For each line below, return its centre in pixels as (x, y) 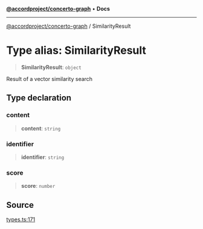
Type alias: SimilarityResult (76, 50)
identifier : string (43, 157)
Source (20, 205)
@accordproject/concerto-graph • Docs (58, 9)
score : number (38, 186)
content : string (41, 128)
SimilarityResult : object (51, 67)
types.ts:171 (21, 219)
